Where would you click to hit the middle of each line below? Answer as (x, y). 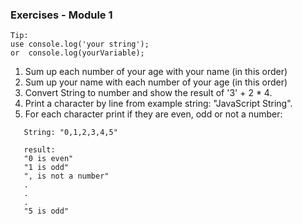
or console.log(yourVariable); (77, 53)
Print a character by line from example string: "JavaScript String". (158, 104)
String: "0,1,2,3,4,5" (70, 133)
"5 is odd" (46, 211)
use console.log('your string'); (80, 44)
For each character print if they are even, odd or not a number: (153, 114)
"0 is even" (48, 159)
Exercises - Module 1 (61, 15)
